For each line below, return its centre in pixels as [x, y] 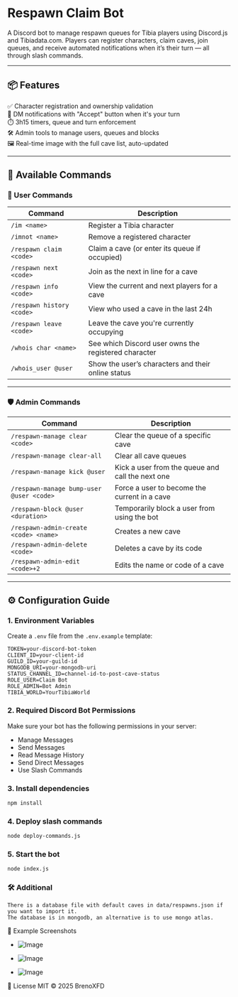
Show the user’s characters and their [149, 364]
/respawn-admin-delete [49, 544]
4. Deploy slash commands [55, 821]
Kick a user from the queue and [167, 467]
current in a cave [143, 497]
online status [109, 373]
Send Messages [41, 747]
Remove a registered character [140, 237]
